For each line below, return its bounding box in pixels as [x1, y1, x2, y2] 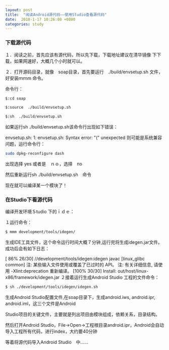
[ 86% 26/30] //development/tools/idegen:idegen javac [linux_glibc [5, 256, 145, 262]
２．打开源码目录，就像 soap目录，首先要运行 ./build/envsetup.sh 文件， [5, 69, 163, 75]
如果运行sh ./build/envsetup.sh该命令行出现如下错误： [5, 124, 118, 130]
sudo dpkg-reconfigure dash [5, 151, 65, 156]
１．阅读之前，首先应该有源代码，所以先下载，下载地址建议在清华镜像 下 [5, 52, 157, 58]
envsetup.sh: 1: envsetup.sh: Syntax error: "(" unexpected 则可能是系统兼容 [5, 135, 162, 141]
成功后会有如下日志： [5, 246, 49, 252]
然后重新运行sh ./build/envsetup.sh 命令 [5, 171, 92, 178]
